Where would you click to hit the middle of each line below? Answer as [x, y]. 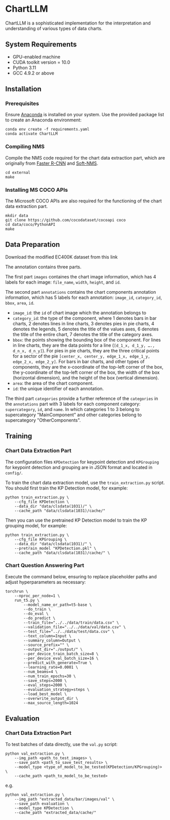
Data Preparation [32, 245]
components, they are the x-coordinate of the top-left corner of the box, [88, 367]
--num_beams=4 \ [41, 672]
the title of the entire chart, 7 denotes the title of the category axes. [83, 334]
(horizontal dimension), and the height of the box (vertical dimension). [86, 377]
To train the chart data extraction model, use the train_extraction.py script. [85, 482]
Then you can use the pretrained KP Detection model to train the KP [76, 520]
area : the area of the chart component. [53, 383]
